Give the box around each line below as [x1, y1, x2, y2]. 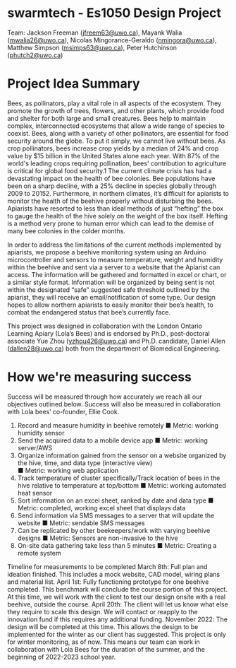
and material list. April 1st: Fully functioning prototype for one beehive [7, 578, 209, 586]
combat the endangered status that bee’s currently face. [7, 307, 171, 316]
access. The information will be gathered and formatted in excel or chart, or [7, 270, 227, 279]
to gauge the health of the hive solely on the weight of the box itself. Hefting [7, 211, 228, 220]
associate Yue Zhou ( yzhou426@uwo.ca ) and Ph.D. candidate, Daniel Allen [7, 336, 225, 345]
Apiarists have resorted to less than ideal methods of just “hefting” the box [7, 204, 224, 213]
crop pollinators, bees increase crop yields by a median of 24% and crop [7, 143, 219, 153]
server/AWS [17, 443, 53, 452]
